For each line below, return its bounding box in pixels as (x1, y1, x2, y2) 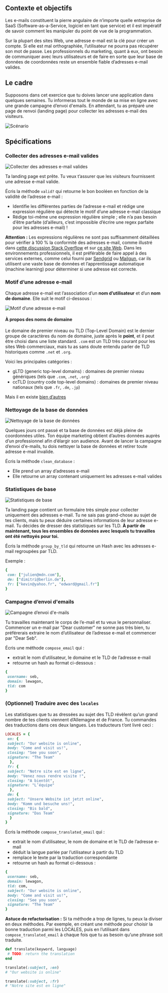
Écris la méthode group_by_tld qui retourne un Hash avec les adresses (5, 543, 151, 549)
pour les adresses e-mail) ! (12, 224, 68, 230)
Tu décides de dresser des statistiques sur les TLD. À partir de (15, 522, 145, 529)
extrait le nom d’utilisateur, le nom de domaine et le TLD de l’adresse (12, 838, 153, 844)
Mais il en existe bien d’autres (5, 393, 66, 399)
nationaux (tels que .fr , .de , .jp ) (12, 384, 80, 390)
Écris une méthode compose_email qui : (5, 645, 84, 651)
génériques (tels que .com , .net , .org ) (12, 373, 90, 379)
